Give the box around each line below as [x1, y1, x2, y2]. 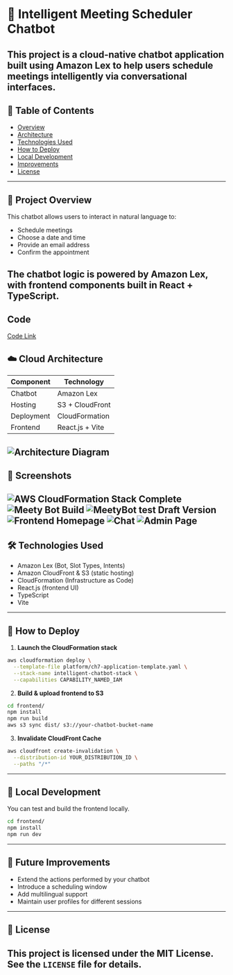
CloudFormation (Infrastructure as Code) [17, 576, 134, 585]
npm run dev [7, 831, 42, 838]
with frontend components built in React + [7, 279, 193, 291]
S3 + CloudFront [57, 400, 111, 410]
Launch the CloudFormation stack [17, 644, 118, 652]
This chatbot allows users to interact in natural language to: [7, 212, 177, 221]
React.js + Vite [57, 423, 105, 433]
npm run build [7, 715, 49, 722]
